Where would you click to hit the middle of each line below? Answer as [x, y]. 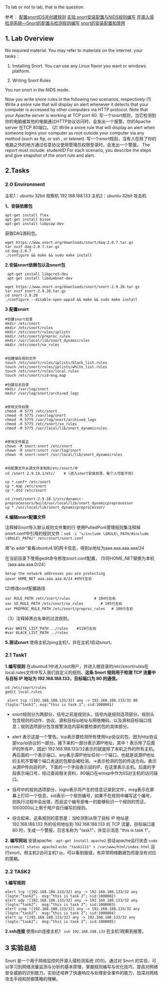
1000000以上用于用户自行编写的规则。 [51, 807]
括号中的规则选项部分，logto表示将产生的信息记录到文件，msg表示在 [81, 789]
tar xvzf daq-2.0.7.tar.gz [32, 247]
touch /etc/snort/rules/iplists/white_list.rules [56, 367]
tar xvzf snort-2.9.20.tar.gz [36, 291]
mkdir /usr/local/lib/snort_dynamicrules [48, 340]
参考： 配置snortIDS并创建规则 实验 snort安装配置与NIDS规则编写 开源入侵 [80, 17]
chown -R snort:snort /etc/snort [39, 446]
